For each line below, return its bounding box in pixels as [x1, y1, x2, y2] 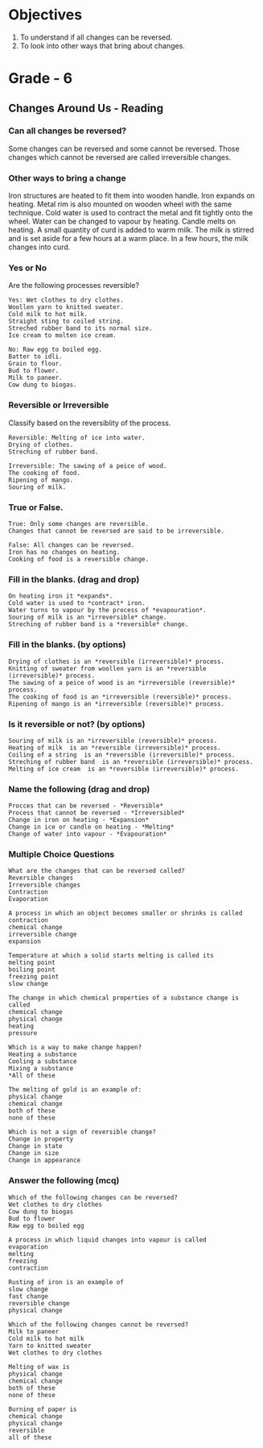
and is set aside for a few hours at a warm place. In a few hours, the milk [8, 234, 249, 244]
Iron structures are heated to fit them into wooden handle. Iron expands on [8, 191, 256, 201]
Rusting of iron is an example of [8, 1278, 125, 1286]
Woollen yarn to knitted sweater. [8, 303, 125, 311]
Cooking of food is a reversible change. [8, 555, 150, 563]
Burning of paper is [8, 1405, 78, 1413]
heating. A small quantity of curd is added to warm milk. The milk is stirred [8, 225, 255, 235]
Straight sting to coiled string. [8, 317, 125, 326]
